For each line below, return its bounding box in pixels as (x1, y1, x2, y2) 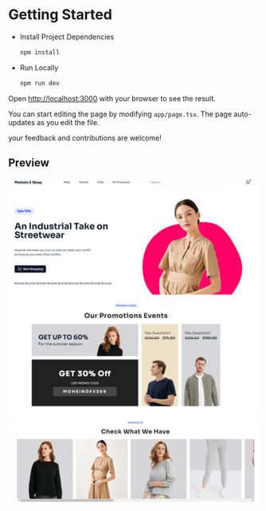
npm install (19, 48, 60, 57)
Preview (8, 156, 50, 170)
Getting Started (8, 6, 113, 24)
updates (8, 117, 36, 127)
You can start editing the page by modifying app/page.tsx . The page (8, 109, 233, 119)
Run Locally (19, 62, 59, 73)
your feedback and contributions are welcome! (8, 133, 162, 143)
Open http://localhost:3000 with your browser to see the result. (8, 93, 217, 103)
